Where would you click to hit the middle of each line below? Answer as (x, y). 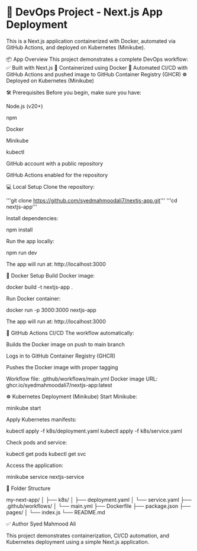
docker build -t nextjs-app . (39, 287)
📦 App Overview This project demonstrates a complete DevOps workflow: (97, 59)
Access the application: (35, 465)
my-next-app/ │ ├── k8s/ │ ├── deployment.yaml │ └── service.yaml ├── (99, 500)
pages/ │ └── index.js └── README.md (56, 512)
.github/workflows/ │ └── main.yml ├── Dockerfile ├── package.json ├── (98, 506)
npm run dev (22, 252)
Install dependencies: (32, 218)
